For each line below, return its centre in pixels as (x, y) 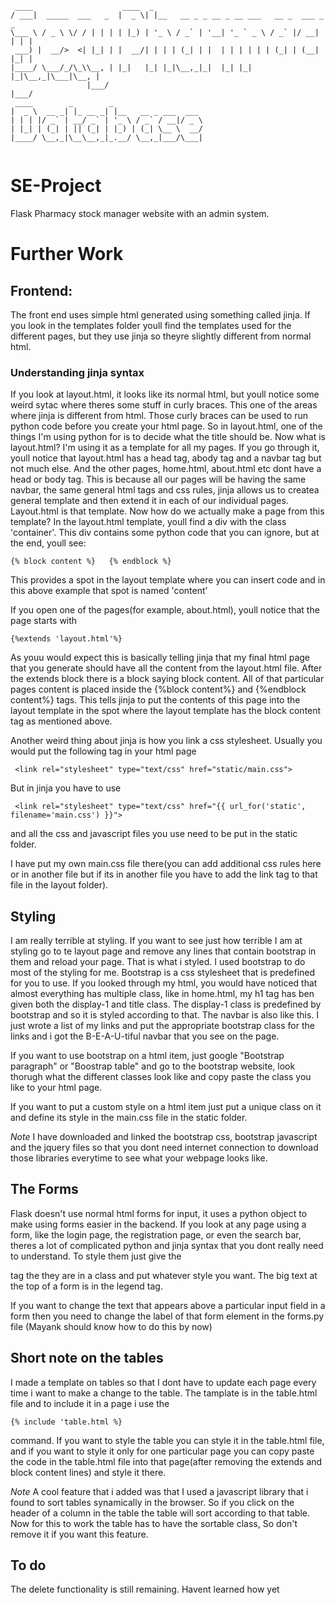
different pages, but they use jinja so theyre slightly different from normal (161, 336)
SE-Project (56, 186)
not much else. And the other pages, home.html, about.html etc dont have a (166, 469)
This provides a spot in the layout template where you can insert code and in (168, 580)
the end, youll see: (48, 543)
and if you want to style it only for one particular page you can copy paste (162, 1451)
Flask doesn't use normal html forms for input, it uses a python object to (159, 1213)
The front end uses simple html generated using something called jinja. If (160, 314)
